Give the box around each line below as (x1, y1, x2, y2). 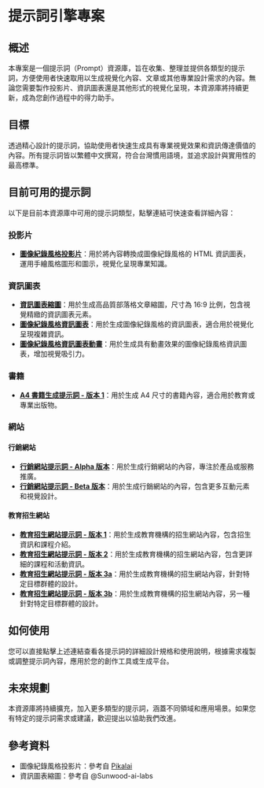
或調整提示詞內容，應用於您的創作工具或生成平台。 (8, 656, 174, 666)
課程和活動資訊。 (33, 559, 89, 568)
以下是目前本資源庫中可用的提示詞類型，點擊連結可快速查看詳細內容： (8, 208, 236, 217)
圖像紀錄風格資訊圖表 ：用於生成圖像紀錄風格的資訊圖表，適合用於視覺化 (19, 320, 254, 329)
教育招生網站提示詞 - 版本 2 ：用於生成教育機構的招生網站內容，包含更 (19, 549, 246, 559)
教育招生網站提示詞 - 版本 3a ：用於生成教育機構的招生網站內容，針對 (19, 569, 244, 578)
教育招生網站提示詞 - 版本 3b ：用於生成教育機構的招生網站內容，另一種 (19, 589, 251, 598)
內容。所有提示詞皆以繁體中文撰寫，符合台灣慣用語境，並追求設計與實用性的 (8, 151, 256, 160)
